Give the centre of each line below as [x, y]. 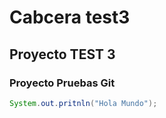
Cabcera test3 [70, 17]
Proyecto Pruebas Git [62, 83]
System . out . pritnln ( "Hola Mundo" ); [83, 103]
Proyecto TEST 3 [62, 54]
